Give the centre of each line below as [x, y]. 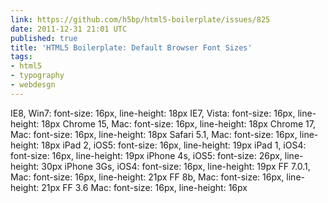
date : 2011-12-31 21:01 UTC [69, 29]
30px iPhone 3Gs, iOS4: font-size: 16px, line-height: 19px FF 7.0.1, [176, 166]
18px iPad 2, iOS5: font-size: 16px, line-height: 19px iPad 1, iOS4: [174, 145]
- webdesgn [33, 85]
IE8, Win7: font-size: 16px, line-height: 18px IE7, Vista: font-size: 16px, [153, 113]
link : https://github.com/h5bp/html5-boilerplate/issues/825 [140, 19]
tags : [21, 57]
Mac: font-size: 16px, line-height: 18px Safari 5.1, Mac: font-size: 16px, [154, 134]
